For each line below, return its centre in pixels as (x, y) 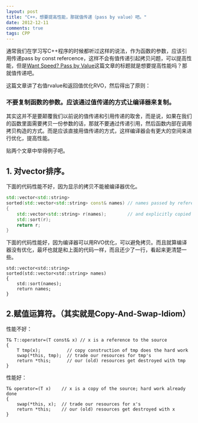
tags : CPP (18, 34)
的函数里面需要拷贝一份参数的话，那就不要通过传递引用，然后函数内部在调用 (99, 124)
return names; (34, 289)
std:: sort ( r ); (34, 219)
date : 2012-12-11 (27, 22)
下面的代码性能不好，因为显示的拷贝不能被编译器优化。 (73, 187)
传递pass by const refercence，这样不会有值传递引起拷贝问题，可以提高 (99, 58)
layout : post (22, 11)
